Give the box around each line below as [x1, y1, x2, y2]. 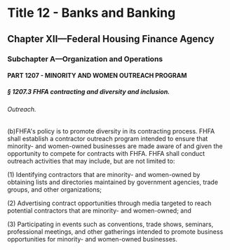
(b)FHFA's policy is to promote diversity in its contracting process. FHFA [7, 126, 215, 135]
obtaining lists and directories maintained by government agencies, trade [7, 178, 219, 186]
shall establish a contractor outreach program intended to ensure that [7, 134, 208, 143]
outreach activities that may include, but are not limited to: [7, 157, 175, 165]
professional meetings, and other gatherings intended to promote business [7, 227, 224, 236]
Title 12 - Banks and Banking [7, 5, 176, 21]
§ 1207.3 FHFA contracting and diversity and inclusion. [7, 87, 170, 96]
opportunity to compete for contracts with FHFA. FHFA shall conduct [7, 149, 205, 157]
